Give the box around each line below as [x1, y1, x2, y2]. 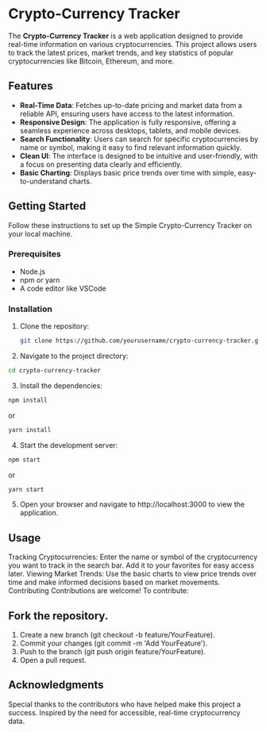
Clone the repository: [19, 322, 90, 331]
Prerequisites [8, 248, 61, 260]
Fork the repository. [8, 609, 109, 622]
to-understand [19, 176, 67, 186]
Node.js [19, 267, 46, 276]
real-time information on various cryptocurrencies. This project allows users [8, 39, 257, 48]
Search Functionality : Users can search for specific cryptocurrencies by [19, 134, 259, 144]
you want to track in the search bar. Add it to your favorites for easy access [8, 561, 255, 570]
